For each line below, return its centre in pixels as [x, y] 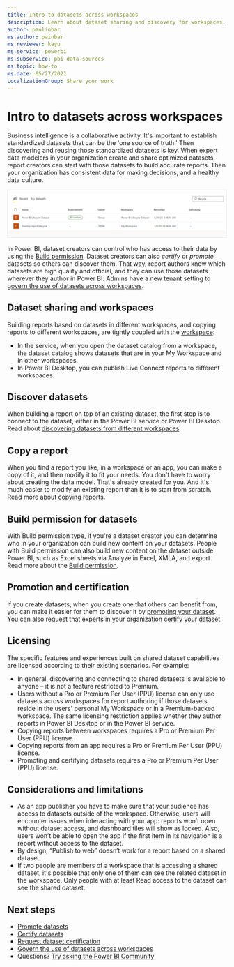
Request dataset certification [59, 941]
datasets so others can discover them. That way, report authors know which [116, 263]
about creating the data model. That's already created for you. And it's [108, 482]
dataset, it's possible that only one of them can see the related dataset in [122, 873]
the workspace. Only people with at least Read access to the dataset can [122, 880]
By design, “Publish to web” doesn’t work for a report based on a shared [121, 850]
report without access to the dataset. [70, 844]
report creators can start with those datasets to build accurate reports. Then [117, 165]
